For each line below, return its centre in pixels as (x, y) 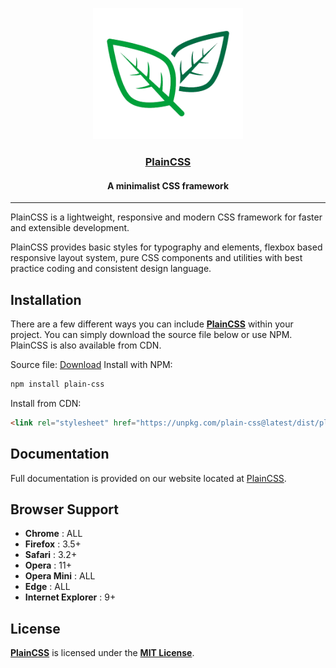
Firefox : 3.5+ (53, 544)
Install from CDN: (46, 403)
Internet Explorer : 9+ (70, 597)
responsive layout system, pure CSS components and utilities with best (156, 258)
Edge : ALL (47, 587)
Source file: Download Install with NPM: (91, 364)
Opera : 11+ (48, 565)
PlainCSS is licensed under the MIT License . (102, 653)
